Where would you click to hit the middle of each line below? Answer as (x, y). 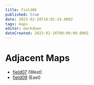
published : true (22, 15)
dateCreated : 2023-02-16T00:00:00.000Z (47, 33)
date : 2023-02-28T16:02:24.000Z (39, 19)
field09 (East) (27, 77)
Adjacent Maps (37, 58)
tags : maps (17, 24)
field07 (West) (27, 72)
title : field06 (21, 10)
